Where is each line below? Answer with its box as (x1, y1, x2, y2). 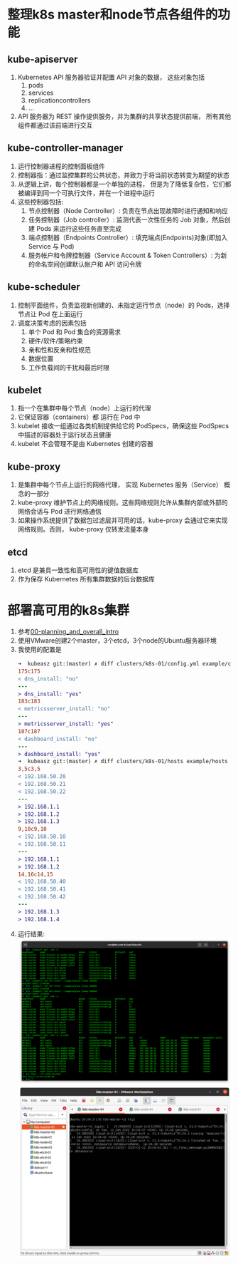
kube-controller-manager (7, 142, 124, 154)
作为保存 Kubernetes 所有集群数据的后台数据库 (17, 575, 155, 584)
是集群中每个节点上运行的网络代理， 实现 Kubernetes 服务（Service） (17, 480, 222, 489)
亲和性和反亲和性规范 (28, 345, 91, 353)
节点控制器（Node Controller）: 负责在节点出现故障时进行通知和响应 (28, 206, 229, 214)
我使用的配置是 (17, 646, 62, 653)
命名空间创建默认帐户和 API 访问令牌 (34, 259, 142, 268)
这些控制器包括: (17, 197, 64, 206)
